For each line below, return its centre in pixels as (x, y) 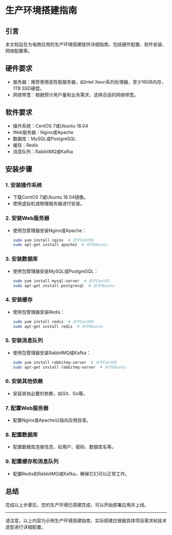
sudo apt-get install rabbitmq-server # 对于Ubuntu (69, 367)
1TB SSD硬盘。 (28, 88)
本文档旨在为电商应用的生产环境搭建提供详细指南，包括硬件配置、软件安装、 (86, 44)
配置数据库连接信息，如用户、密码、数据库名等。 (64, 447)
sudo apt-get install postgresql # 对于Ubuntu (64, 285)
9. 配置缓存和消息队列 (32, 462)
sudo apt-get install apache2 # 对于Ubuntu (60, 245)
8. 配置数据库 (21, 435)
